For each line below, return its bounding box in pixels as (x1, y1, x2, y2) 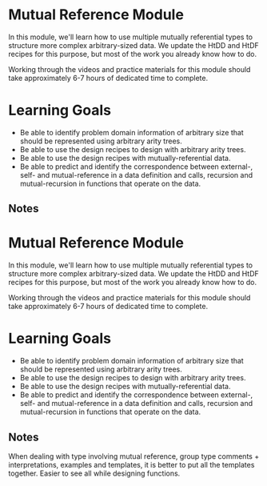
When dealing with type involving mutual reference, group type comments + (8, 451, 260, 461)
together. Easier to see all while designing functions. (8, 468, 181, 478)
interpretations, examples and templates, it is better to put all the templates (8, 460, 255, 469)
